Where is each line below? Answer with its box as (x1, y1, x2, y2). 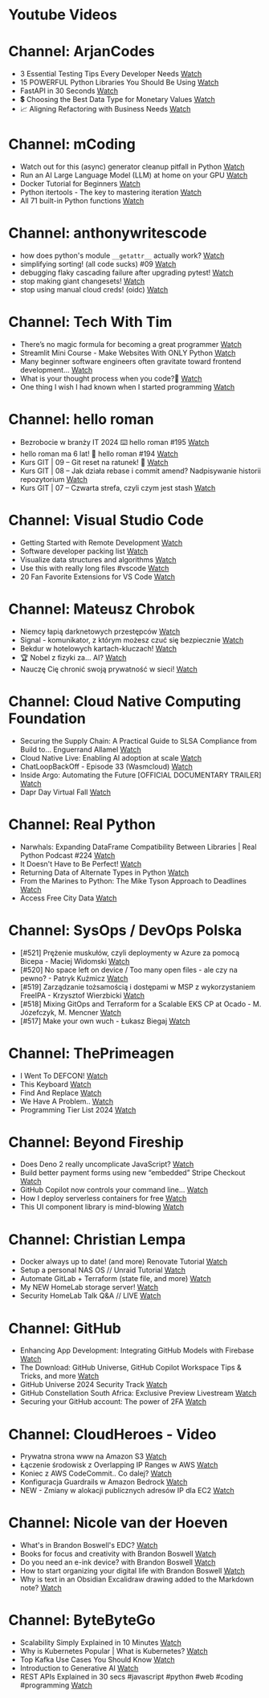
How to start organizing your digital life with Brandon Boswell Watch (19, 1566, 245, 1576)
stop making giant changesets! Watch (19, 276, 145, 286)
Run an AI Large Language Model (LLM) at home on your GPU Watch (19, 170, 248, 180)
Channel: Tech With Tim (8, 313, 173, 331)
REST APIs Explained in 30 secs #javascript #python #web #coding (19, 1672, 243, 1682)
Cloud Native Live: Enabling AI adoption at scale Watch (19, 753, 202, 762)
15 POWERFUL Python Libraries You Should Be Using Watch (19, 78, 219, 88)
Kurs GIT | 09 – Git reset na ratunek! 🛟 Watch (19, 457, 169, 467)
